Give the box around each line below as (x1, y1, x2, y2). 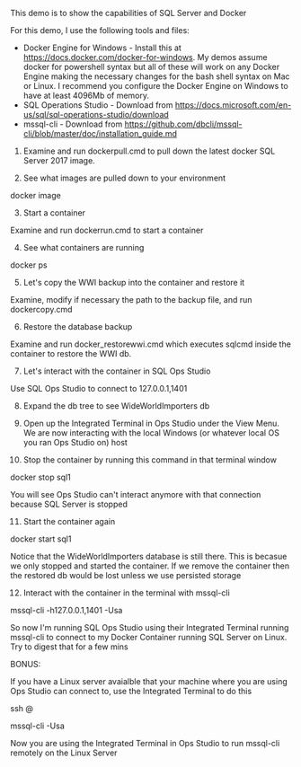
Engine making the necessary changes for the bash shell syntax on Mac (22, 71, 290, 82)
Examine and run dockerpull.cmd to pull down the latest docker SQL (22, 145, 276, 156)
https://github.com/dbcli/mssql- (124, 119, 243, 129)
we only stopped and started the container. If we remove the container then (10, 560, 290, 571)
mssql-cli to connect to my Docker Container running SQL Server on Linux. (10, 632, 288, 642)
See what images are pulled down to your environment (22, 172, 226, 183)
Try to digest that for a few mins (10, 641, 128, 652)
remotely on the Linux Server (10, 747, 118, 758)
